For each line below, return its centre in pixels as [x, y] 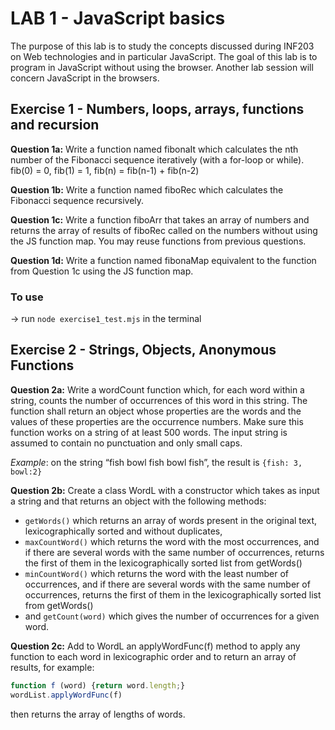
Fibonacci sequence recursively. [77, 200]
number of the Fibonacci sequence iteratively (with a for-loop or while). [157, 159]
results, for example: [52, 667]
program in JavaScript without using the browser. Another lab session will [162, 67]
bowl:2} [26, 472]
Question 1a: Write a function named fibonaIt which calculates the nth [154, 149]
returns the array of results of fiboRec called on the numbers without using [164, 230]
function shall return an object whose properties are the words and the [156, 411]
